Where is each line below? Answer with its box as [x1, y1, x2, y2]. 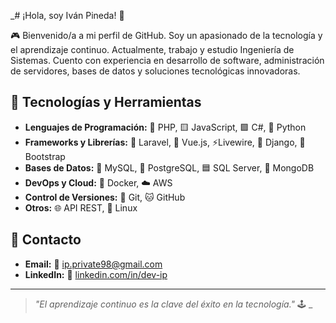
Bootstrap [24, 150, 66, 162]
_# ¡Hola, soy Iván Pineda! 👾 [10, 10, 125, 21]
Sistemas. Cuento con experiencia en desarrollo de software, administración [10, 55, 325, 66]
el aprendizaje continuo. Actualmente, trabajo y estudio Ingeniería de [10, 44, 295, 55]
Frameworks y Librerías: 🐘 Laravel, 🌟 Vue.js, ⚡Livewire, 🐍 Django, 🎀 [24, 136, 306, 148]
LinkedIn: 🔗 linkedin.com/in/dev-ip [24, 268, 168, 280]
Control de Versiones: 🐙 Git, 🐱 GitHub [24, 191, 186, 203]
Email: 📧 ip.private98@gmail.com [24, 258, 163, 270]
